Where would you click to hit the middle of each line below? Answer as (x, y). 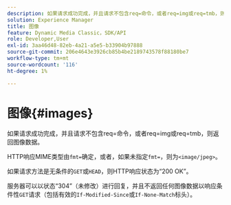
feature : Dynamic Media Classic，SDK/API (67, 33)
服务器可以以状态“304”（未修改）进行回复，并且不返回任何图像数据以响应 (112, 186)
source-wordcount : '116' (43, 65)
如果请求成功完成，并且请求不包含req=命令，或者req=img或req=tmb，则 (110, 133)
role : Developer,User (38, 39)
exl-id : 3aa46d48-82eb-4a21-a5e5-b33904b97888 (75, 45)
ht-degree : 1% (27, 71)
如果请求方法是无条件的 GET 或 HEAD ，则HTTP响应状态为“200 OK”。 (100, 171)
